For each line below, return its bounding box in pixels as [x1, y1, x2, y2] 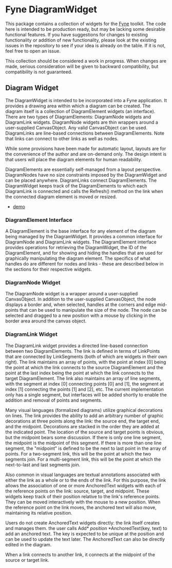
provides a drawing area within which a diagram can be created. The [5, 103, 151, 109]
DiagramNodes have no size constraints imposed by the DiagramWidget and [5, 172, 167, 178]
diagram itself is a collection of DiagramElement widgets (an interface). [5, 108, 156, 114]
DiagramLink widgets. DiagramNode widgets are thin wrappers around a [5, 119, 158, 125]
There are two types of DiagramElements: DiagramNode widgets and [5, 113, 151, 120]
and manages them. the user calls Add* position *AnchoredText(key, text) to [5, 525, 167, 531]
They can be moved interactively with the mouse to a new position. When [5, 499, 161, 505]
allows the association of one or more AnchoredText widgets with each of [5, 482, 162, 488]
